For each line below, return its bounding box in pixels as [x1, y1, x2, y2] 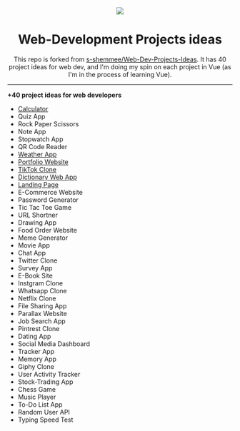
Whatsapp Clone [17, 286, 67, 295]
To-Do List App [17, 400, 63, 409]
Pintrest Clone [17, 324, 60, 333]
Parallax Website [17, 309, 68, 318]
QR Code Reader [17, 142, 68, 151]
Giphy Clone [17, 362, 55, 370]
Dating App [17, 332, 51, 340]
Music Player [17, 392, 56, 401]
